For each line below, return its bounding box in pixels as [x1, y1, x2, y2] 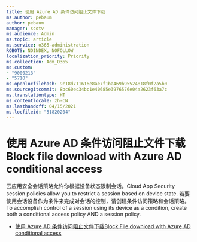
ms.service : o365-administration [6, 42, 90, 48]
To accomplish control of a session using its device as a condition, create [6, 204, 187, 212]
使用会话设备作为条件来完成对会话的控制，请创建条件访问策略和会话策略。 [6, 198, 190, 205]
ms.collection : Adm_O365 [6, 59, 68, 65]
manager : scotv [6, 25, 44, 32]
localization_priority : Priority [6, 53, 90, 59]
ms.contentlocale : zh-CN [6, 97, 68, 103]
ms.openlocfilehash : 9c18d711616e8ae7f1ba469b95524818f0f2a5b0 [6, 81, 168, 87]
